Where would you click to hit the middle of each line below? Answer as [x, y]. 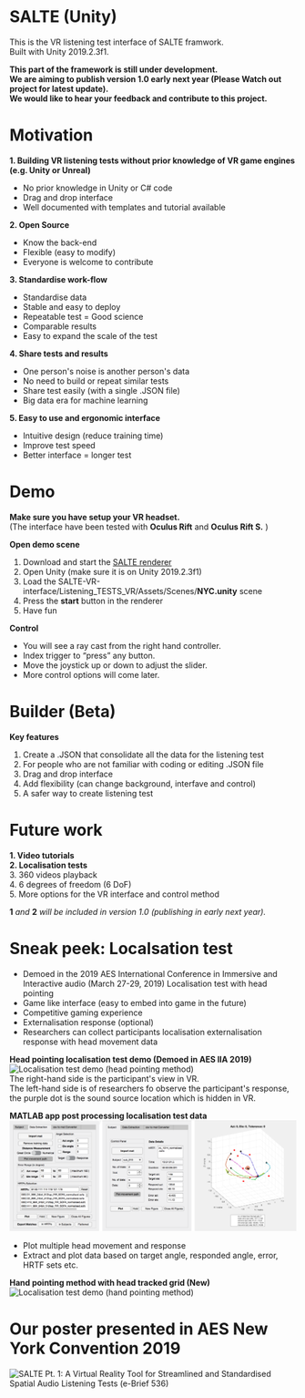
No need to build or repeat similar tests [96, 381]
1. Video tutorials [42, 855]
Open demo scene [45, 544]
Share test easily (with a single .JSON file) [101, 390]
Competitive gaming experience [82, 1013]
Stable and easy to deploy [71, 306]
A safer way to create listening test [88, 793]
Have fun [40, 610]
